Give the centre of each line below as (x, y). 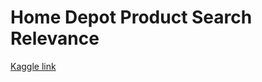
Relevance (55, 38)
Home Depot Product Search (131, 17)
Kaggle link (33, 66)
